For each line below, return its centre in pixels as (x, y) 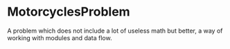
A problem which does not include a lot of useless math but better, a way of (115, 31)
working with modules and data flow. (60, 37)
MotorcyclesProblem (69, 12)
